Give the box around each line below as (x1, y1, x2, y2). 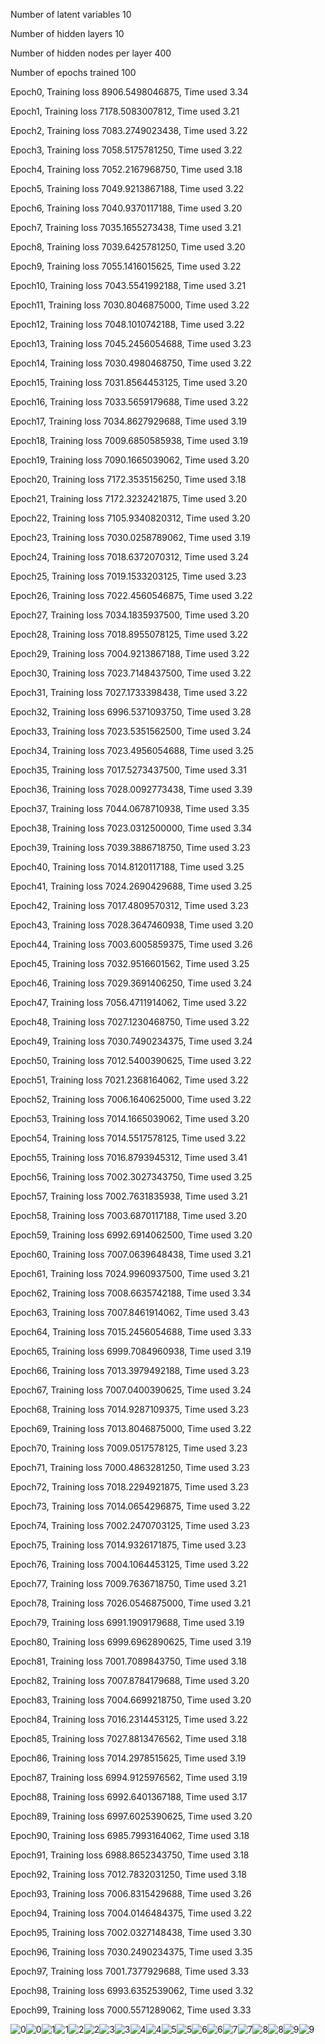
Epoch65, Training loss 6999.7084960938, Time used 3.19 (10, 1345, 252, 1357)
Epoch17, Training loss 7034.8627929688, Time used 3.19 (10, 415, 248, 427)
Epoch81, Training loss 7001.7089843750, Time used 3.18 (10, 1655, 248, 1667)
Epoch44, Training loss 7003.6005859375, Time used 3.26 (10, 939, 253, 950)
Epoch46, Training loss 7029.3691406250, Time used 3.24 (10, 977, 253, 989)
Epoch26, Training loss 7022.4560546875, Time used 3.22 (10, 590, 253, 601)
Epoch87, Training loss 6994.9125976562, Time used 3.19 (10, 1772, 248, 1783)
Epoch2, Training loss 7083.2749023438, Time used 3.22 (10, 125, 248, 136)
